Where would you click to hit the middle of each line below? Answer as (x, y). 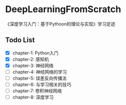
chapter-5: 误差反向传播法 (40, 78)
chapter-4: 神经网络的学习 (40, 72)
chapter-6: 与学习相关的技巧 (42, 85)
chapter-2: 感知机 (31, 59)
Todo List (20, 40)
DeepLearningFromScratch (63, 9)
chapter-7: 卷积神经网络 (37, 91)
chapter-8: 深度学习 (33, 97)
